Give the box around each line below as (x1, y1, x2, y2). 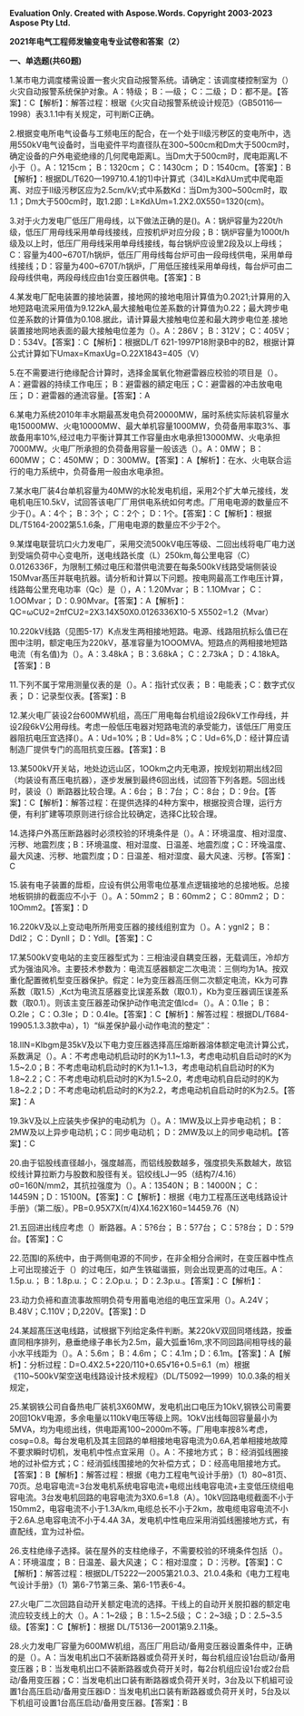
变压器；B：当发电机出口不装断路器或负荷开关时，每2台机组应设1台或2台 (9, 1663, 282, 1673)
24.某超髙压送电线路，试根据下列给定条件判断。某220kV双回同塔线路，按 (9, 1325, 285, 1336)
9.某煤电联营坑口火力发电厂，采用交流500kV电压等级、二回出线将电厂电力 (9, 539, 288, 549)
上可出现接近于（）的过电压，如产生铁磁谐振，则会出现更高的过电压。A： (9, 1264, 286, 1274)
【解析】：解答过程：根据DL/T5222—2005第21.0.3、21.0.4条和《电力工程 (9, 1568, 282, 1578)
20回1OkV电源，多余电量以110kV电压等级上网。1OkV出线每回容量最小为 (9, 1413, 279, 1423)
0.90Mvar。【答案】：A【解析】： (69, 595, 188, 606)
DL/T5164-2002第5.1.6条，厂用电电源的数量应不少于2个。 (9, 519, 225, 530)
